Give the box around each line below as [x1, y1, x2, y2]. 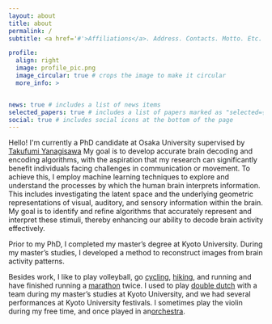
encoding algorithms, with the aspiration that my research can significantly [8, 155, 257, 165]
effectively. [8, 224, 46, 234]
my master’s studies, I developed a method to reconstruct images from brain [8, 248, 263, 258]
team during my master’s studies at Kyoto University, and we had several [8, 289, 251, 299]
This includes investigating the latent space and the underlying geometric [8, 189, 253, 199]
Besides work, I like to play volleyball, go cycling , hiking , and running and [8, 272, 253, 282]
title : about [8, 19, 53, 27]
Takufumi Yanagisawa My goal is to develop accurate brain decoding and [8, 146, 253, 156]
